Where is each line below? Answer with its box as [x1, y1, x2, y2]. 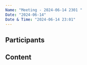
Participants [5, 36, 45, 44]
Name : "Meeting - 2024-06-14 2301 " [5, 7, 82, 13]
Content [5, 53, 32, 61]
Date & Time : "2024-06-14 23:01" [5, 17, 76, 22]
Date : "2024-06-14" [5, 12, 47, 17]
